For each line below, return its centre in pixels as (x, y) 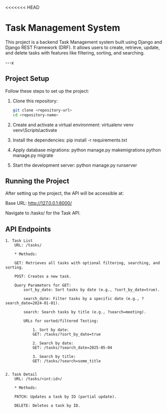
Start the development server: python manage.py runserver (75, 165)
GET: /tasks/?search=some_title (66, 361)
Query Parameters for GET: (43, 285)
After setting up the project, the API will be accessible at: (65, 194)
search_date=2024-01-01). (32, 303)
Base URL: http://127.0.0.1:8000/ (39, 203)
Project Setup (27, 79)
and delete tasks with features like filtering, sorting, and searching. (75, 52)
